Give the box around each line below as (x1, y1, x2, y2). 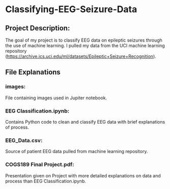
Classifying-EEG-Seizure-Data (5, 4, 138, 15)
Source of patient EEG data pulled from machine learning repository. (5, 148, 148, 155)
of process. (5, 124, 29, 130)
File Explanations (5, 68, 61, 77)
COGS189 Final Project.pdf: (5, 161, 75, 168)
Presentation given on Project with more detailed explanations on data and (5, 172, 161, 178)
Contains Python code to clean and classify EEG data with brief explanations (5, 119, 165, 125)
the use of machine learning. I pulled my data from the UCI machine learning (5, 43, 165, 49)
